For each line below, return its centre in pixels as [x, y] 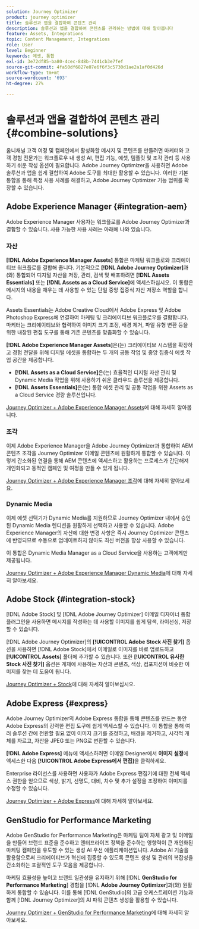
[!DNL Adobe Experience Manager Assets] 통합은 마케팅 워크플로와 [88, 260]
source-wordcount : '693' [37, 78]
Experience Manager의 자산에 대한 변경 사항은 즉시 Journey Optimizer [90, 533]
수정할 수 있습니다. [28, 789]
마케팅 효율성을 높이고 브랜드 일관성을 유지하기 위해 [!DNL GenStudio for [92, 878]
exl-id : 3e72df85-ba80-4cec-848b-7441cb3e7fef [65, 61]
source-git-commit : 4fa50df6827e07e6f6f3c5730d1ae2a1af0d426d [85, 67]
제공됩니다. [19, 560]
